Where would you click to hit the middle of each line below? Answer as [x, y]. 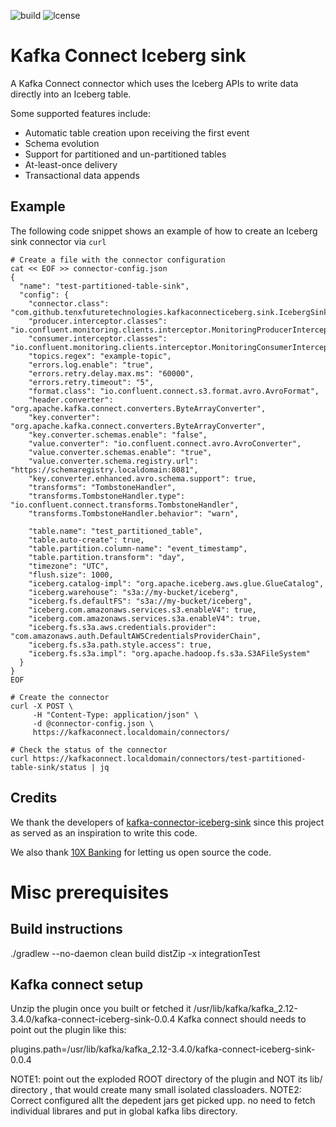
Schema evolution [62, 143]
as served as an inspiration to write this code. [104, 832]
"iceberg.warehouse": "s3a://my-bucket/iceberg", [134, 592]
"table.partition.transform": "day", [107, 557]
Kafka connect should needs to [242, 1019]
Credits [34, 798]
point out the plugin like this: [68, 1030]
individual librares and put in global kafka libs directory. [124, 1111]
